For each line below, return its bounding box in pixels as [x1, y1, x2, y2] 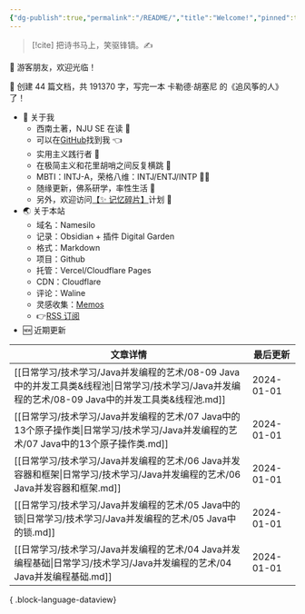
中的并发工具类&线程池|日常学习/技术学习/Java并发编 [14, 379, 241, 391]
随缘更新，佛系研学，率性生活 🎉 [35, 183, 156, 193]
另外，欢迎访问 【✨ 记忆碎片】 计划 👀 [35, 193, 172, 204]
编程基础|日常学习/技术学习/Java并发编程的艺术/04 [14, 556, 232, 569]
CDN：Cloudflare [35, 276, 102, 287]
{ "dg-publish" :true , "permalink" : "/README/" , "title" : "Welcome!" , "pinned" [9, 13, 290, 23]
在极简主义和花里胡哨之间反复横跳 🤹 [35, 160, 172, 171]
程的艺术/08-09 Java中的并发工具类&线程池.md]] [14, 392, 226, 405]
